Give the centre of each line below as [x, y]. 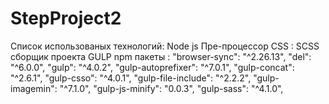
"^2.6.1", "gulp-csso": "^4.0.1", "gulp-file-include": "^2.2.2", [131, 78]
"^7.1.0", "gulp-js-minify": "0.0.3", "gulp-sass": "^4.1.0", [171, 88]
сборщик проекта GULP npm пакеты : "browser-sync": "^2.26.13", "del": [161, 56]
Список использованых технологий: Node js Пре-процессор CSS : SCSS [165, 46]
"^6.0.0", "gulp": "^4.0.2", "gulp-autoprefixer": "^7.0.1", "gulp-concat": [152, 67]
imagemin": [34, 88]
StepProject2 [66, 18]
